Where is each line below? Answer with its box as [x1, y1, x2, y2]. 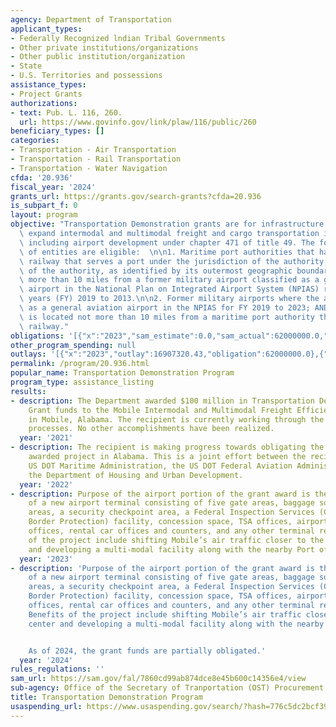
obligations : [10, 331, 65, 341]
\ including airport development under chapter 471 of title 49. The [19, 237, 315, 248]
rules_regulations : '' [10, 664, 105, 675]
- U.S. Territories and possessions [10, 71, 163, 81]
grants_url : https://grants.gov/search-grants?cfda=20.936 [10, 191, 262, 201]
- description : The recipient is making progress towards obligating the [10, 442, 325, 453]
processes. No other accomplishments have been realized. [28, 424, 275, 434]
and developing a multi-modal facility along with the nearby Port [28, 544, 315, 555]
